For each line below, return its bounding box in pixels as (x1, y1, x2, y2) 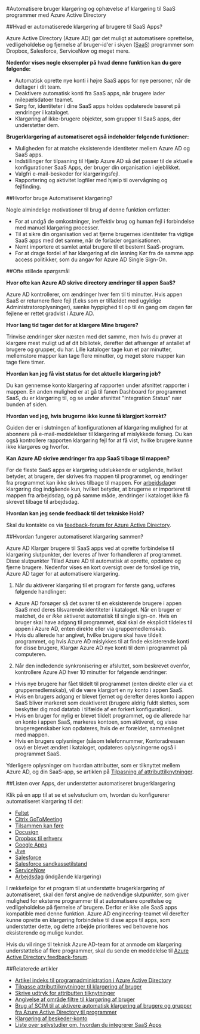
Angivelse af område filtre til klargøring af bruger (14, 996, 136, 1003)
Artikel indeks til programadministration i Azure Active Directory (14, 976, 172, 984)
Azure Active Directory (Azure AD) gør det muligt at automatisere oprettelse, (6, 35, 194, 41)
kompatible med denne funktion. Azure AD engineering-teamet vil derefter (6, 910, 189, 917)
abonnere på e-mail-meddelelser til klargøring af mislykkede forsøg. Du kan (6, 431, 193, 437)
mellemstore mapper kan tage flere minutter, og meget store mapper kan (6, 352, 185, 359)
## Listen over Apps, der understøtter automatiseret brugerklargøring (6, 780, 176, 787)
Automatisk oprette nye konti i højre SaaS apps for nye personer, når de (14, 77, 191, 84)
